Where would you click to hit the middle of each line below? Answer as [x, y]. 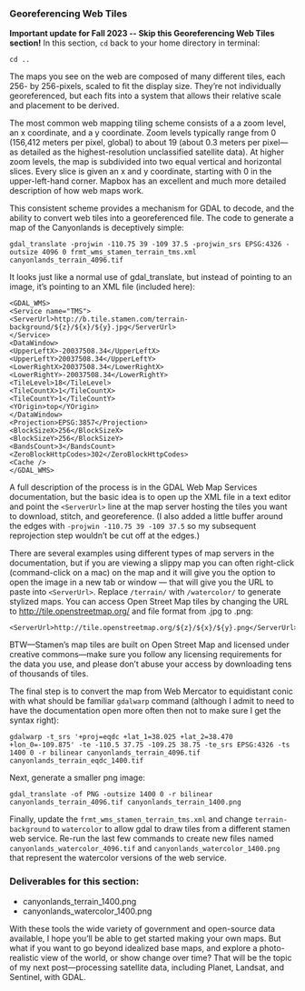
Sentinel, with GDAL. [48, 976]
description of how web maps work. [77, 191]
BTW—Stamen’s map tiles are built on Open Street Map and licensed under [150, 645]
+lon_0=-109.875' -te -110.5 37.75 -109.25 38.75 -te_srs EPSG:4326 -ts [150, 745]
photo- [272, 947]
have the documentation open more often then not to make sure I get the [145, 711]
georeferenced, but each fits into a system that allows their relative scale [145, 96]
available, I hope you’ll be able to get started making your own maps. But [145, 938]
